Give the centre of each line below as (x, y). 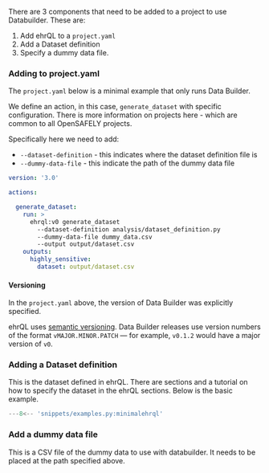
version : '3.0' (34, 178)
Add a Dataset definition (60, 44)
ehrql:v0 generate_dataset (75, 222)
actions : (23, 193)
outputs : (37, 252)
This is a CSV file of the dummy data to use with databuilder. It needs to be (132, 452)
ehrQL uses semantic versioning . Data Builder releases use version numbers (134, 327)
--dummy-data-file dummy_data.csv (95, 237)
